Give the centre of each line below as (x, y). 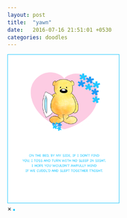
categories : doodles (38, 37)
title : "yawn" (30, 22)
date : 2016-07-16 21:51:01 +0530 (60, 30)
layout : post (26, 15)
